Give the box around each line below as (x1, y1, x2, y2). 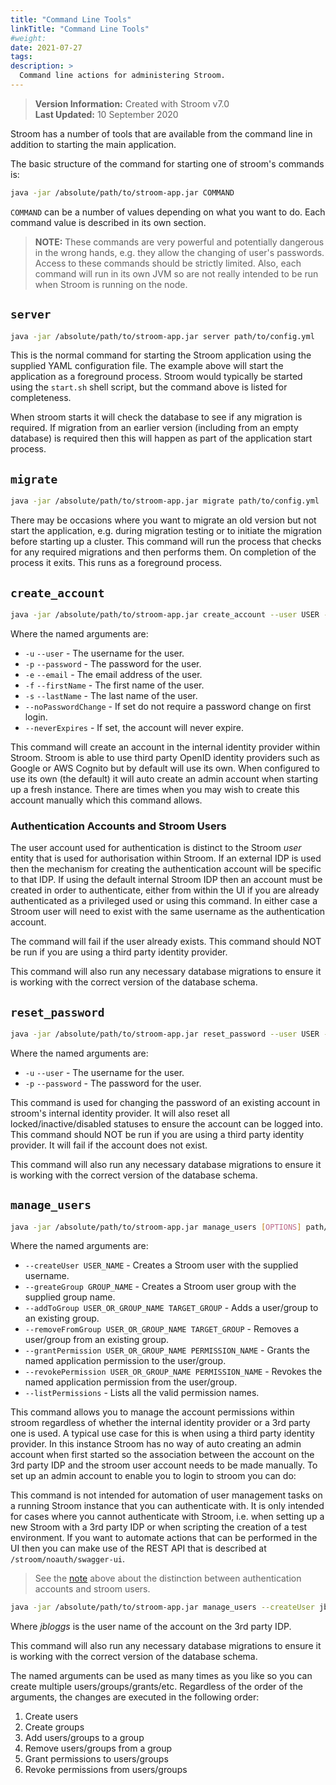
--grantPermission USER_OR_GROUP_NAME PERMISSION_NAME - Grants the (24, 1344, 311, 1356)
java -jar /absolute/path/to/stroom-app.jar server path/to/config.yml (10, 331, 315, 341)
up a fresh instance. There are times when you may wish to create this (10, 783, 300, 795)
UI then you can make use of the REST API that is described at (10, 1542, 267, 1555)
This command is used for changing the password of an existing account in (10, 1096, 321, 1108)
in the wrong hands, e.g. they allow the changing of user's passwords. (34, 246, 325, 258)
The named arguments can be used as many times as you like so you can (10, 1670, 313, 1682)
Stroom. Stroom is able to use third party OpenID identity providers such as (10, 751, 320, 763)
